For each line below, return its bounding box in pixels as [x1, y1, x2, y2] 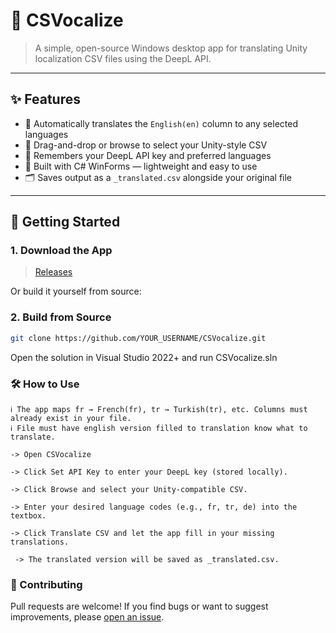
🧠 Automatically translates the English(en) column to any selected [24, 117, 298, 129]
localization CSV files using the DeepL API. [34, 52, 212, 64]
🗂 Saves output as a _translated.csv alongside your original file [24, 171, 293, 183]
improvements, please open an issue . [10, 611, 165, 623]
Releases [34, 266, 73, 278]
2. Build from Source [10, 310, 112, 324]
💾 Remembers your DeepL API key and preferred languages [24, 149, 272, 161]
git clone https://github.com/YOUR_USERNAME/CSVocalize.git [10, 333, 267, 343]
